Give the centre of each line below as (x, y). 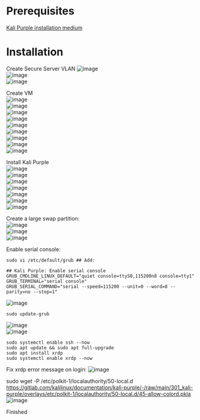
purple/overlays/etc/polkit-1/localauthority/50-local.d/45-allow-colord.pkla (98, 394)
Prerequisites (41, 11)
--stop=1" (45, 292)
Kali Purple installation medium (44, 28)
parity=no (19, 292)
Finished (17, 412)
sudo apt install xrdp (35, 353)
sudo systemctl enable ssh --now (48, 342)
